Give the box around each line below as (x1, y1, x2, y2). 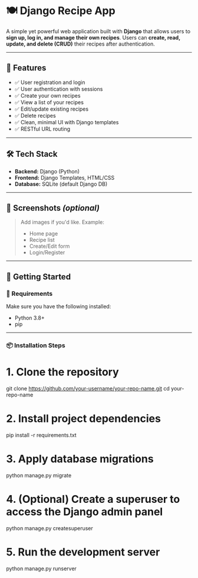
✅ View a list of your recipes (14, 98, 84, 106)
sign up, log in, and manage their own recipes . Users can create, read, (6, 34, 181, 41)
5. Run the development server (6, 545, 160, 558)
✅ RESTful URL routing (14, 125, 71, 133)
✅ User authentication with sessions (14, 85, 103, 92)
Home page (29, 230, 58, 237)
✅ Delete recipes (14, 112, 56, 119)
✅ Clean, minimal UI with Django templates (14, 118, 119, 125)
